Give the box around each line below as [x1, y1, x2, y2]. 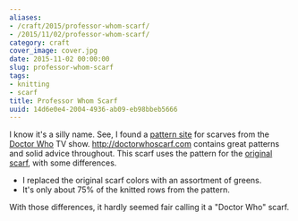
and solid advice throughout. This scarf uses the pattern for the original [9, 149, 273, 159]
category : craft [9, 38, 70, 47]
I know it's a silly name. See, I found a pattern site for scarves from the [9, 129, 270, 140]
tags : [9, 72, 30, 81]
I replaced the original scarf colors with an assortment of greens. [21, 175, 262, 186]
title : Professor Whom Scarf [9, 96, 118, 106]
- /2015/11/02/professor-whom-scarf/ [9, 30, 150, 38]
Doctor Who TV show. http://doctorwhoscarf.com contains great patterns [9, 139, 280, 149]
